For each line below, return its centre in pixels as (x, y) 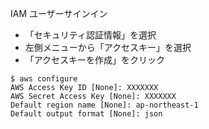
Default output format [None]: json (86, 114)
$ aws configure (44, 79)
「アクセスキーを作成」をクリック (95, 60)
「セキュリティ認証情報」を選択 (90, 35)
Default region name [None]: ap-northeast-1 (104, 105)
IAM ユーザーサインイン (59, 13)
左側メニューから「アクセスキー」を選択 (108, 47)
